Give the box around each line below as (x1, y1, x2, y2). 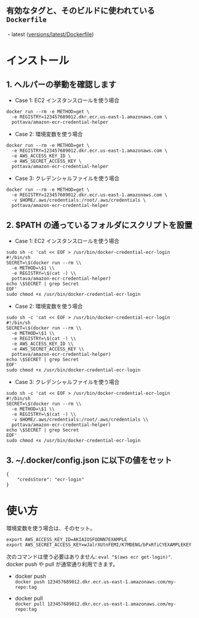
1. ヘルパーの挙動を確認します (6, 80, 117, 90)
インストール (6, 54, 70, 67)
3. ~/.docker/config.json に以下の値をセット (6, 455, 172, 466)
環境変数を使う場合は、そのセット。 (6, 524, 96, 532)
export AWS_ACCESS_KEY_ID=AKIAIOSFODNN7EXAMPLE (6, 536, 128, 543)
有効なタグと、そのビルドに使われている (6, 5, 155, 16)
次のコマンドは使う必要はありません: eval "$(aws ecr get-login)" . (6, 553, 173, 560)
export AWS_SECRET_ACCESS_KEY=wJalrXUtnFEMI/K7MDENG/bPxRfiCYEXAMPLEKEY (6, 542, 192, 548)
